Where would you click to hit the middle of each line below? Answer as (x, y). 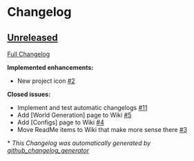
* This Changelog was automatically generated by (79, 143)
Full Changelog (29, 54)
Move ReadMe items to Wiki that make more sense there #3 (102, 130)
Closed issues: (29, 94)
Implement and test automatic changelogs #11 (82, 107)
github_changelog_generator (48, 150)
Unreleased (33, 38)
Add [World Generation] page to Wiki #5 (74, 115)
